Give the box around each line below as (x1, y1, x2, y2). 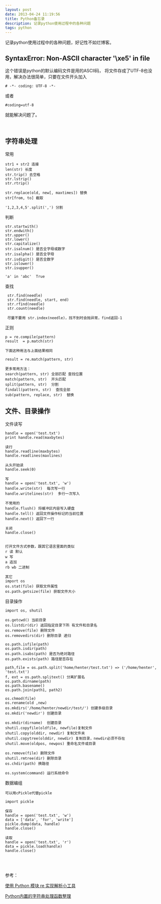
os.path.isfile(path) (5, 641, 50, 647)
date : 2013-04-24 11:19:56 (5, 12, 60, 17)
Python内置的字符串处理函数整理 (5, 893, 71, 899)
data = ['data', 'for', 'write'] (5, 817, 74, 822)
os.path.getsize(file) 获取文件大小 (5, 589, 76, 594)
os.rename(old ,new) (5, 700, 48, 705)
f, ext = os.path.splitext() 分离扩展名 (5, 674, 85, 680)
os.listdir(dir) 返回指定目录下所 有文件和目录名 (5, 623, 98, 628)
